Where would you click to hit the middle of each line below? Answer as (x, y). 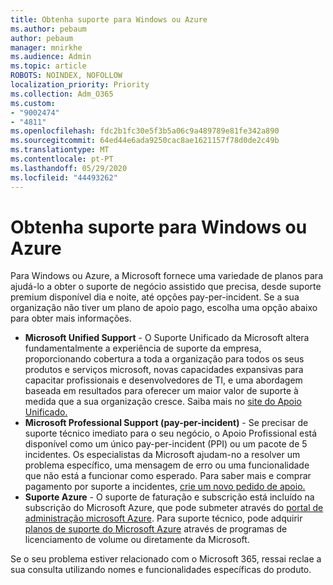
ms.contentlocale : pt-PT (62, 159)
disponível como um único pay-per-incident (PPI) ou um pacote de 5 (166, 444)
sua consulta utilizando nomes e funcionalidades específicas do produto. (161, 570)
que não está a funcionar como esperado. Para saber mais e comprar (168, 476)
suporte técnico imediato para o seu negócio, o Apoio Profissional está (171, 433)
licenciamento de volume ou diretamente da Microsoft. (137, 540)
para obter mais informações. (71, 318)
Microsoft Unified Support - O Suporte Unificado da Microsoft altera (167, 338)
